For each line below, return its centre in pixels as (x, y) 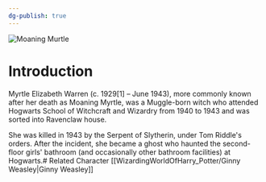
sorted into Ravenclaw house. (58, 119)
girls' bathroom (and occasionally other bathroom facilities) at (128, 152)
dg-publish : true (37, 16)
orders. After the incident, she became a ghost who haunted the (115, 143)
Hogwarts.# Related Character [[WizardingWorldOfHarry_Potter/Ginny (125, 160)
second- (237, 143)
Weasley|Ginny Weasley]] (51, 169)
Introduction (51, 71)
